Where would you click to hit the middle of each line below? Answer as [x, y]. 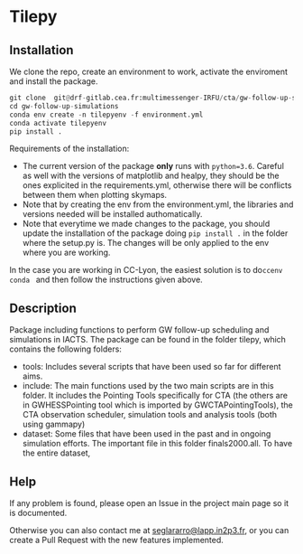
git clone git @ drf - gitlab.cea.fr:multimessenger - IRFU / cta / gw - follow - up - [151, 98]
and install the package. [54, 81]
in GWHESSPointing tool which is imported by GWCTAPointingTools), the [157, 405]
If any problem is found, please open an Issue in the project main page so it [149, 503]
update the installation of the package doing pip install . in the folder [155, 233]
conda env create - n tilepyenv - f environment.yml [106, 115]
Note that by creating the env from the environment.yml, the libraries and [158, 204]
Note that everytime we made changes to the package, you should [146, 224]
